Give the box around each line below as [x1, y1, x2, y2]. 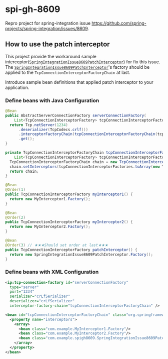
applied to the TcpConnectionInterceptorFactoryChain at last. [5, 69, 130, 75]
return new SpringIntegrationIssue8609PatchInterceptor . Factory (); [9, 252, 153, 257]
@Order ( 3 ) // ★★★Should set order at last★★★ [5, 243, 108, 248]
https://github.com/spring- [91, 20, 146, 26]
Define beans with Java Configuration [5, 97, 99, 104]
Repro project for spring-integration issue [5, 20, 91, 26]
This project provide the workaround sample [5, 53, 96, 59]
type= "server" [9, 285, 39, 290]
